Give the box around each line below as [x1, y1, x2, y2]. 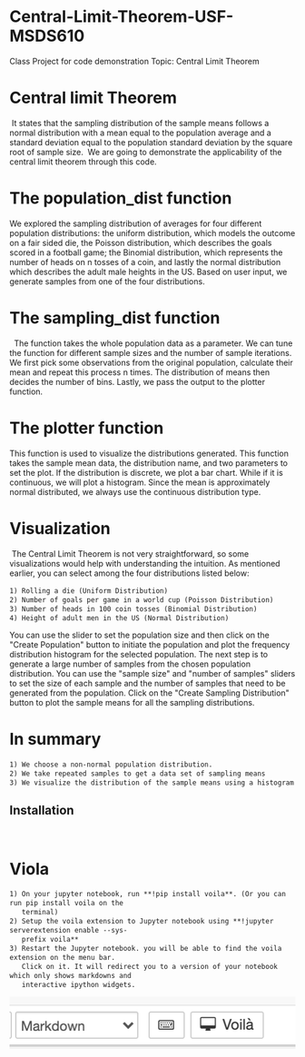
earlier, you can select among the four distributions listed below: [9, 568, 250, 578]
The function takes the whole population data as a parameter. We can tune [13, 338, 293, 349]
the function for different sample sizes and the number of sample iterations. [9, 347, 292, 358]
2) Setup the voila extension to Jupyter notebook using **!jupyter [9, 917, 274, 926]
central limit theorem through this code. [9, 156, 157, 167]
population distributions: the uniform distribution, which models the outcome [9, 227, 296, 238]
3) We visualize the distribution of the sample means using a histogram [9, 778, 295, 787]
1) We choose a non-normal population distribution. [9, 760, 213, 769]
